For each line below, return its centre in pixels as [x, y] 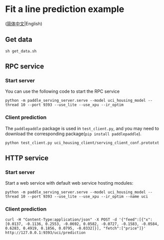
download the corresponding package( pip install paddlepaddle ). [74, 134]
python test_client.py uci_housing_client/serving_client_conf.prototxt [82, 143]
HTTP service [27, 158]
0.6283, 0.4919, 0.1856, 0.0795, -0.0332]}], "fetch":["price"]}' [76, 228]
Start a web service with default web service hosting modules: [69, 183]
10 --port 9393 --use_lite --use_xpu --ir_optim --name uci [84, 197]
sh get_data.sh [21, 51]
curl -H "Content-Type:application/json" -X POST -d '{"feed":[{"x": [79, 220]
